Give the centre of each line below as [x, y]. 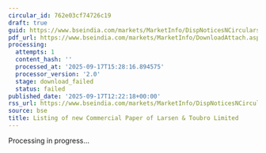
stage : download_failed [54, 81]
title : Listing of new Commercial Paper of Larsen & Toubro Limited [123, 118]
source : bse [28, 111]
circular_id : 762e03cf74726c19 [60, 15]
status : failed [40, 89]
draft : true [28, 23]
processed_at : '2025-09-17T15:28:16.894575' [90, 67]
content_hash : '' [44, 60]
